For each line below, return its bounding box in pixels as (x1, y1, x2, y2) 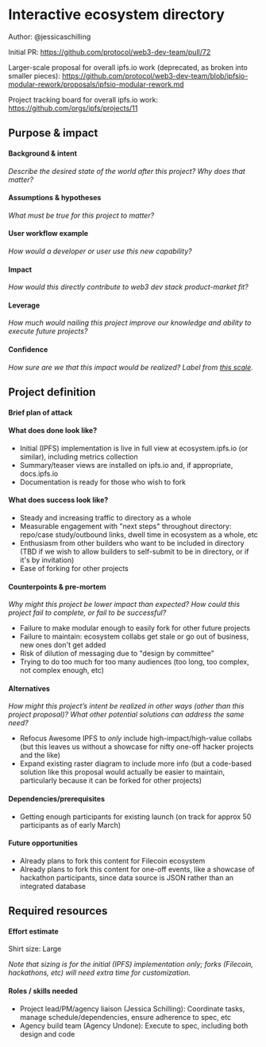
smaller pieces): (8, 71, 61, 80)
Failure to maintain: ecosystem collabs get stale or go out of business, (19, 632, 249, 641)
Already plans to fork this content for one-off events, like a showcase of (19, 864, 256, 874)
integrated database (19, 881, 86, 891)
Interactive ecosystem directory (8, 6, 225, 24)
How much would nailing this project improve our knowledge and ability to (8, 318, 252, 327)
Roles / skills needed (8, 986, 78, 995)
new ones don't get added (19, 640, 106, 650)
